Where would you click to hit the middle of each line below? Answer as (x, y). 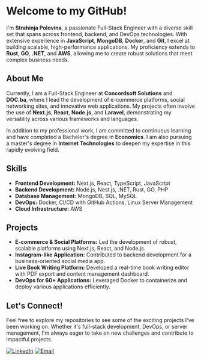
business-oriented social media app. (60, 261)
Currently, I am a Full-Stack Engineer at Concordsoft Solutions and (89, 93)
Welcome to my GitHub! (67, 11)
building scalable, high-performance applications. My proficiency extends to (101, 47)
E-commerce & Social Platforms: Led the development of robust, (96, 242)
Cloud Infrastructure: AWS (49, 208)
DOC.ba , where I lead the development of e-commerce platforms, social (95, 99)
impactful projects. (29, 340)
